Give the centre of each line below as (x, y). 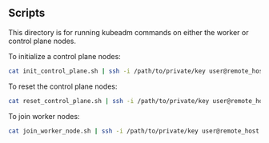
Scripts (27, 13)
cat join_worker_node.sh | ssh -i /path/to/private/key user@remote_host (134, 131)
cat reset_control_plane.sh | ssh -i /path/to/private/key (109, 101)
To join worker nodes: (44, 116)
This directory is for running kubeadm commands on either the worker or (128, 32)
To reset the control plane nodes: (63, 86)
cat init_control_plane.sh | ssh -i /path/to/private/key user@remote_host (137, 71)
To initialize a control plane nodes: (65, 56)
